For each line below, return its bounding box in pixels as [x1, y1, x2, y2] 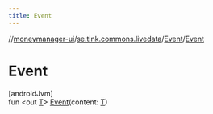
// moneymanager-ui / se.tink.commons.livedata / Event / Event [8, 34, 204, 43]
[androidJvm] [8, 88, 54, 98]
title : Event [8, 11, 52, 20]
